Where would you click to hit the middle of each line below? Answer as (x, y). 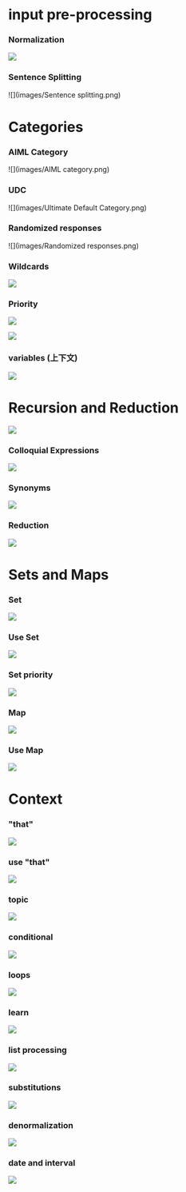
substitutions (35, 1087)
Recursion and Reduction (94, 407)
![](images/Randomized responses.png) (74, 245)
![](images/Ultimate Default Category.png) (78, 207)
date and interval (42, 1163)
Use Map (26, 750)
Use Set (24, 637)
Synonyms (30, 488)
